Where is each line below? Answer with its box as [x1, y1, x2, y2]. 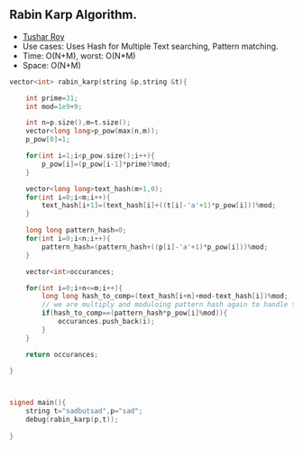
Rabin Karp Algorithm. [9, 7, 137, 23]
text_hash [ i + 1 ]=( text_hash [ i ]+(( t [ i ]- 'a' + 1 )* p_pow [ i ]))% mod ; [41, 201, 277, 210]
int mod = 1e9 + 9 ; [25, 102, 83, 111]
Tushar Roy [22, 31, 65, 41]
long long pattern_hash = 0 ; [25, 225, 127, 235]
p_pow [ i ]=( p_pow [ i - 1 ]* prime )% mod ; [41, 160, 171, 169]
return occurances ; [25, 350, 99, 359]
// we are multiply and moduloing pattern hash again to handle [41, 300, 289, 309]
